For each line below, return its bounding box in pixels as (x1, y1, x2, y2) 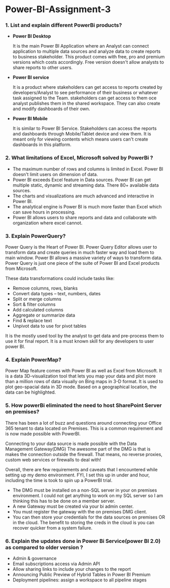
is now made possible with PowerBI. (5, 430, 81, 437)
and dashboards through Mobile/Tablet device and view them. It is (12, 131, 151, 137)
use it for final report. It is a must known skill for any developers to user (5, 338, 154, 344)
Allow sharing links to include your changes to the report (12, 566, 131, 572)
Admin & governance (12, 555, 57, 561)
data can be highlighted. (5, 389, 56, 395)
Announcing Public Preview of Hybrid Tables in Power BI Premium (12, 571, 151, 577)
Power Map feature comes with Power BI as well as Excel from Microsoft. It (5, 368, 162, 374)
